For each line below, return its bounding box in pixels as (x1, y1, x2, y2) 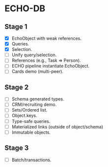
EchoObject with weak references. (11, 35, 82, 41)
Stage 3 (4, 144, 29, 152)
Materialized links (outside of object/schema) (11, 123, 104, 130)
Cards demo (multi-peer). (11, 69, 64, 74)
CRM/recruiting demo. (11, 101, 57, 108)
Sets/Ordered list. (11, 107, 48, 113)
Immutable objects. (11, 129, 51, 135)
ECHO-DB (4, 3, 46, 14)
